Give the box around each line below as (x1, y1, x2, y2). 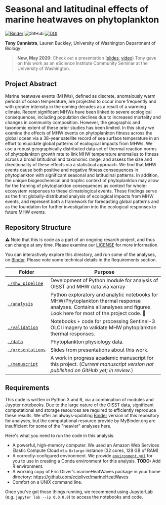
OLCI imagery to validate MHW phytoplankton (50, 324, 157, 331)
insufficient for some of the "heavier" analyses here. (5, 423, 112, 429)
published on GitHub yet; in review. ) (50, 367, 133, 374)
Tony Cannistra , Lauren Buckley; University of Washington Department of (5, 40, 156, 46)
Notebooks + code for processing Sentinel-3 (50, 317, 156, 324)
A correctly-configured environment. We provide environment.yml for (12, 453, 153, 459)
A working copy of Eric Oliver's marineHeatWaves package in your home (12, 469, 161, 475)
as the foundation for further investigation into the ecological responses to (5, 203, 157, 209)
